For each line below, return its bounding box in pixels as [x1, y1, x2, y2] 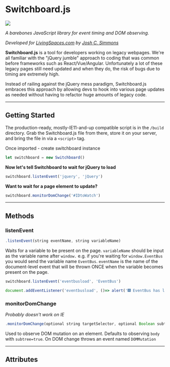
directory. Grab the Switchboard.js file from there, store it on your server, [5, 130, 157, 136]
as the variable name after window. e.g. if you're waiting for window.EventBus [5, 252, 163, 259]
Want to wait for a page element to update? [5, 183, 98, 189]
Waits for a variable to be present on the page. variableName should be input [5, 247, 164, 253]
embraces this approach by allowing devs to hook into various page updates [5, 86, 164, 92]
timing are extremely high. [5, 71, 60, 77]
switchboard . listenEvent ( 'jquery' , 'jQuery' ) [5, 174, 103, 179]
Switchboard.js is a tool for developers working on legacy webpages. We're [5, 49, 164, 55]
